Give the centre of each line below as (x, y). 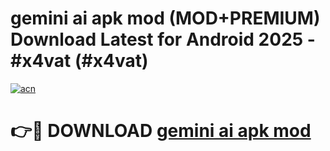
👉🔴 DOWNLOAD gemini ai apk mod (161, 131)
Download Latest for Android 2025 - (163, 39)
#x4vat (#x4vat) (79, 61)
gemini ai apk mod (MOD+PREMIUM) (165, 18)
